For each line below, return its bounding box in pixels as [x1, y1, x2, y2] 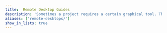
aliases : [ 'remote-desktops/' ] [5, 16, 70, 21]
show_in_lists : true [5, 20, 48, 26]
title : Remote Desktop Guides [5, 7, 70, 12]
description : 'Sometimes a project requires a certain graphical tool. [5, 12, 157, 16]
